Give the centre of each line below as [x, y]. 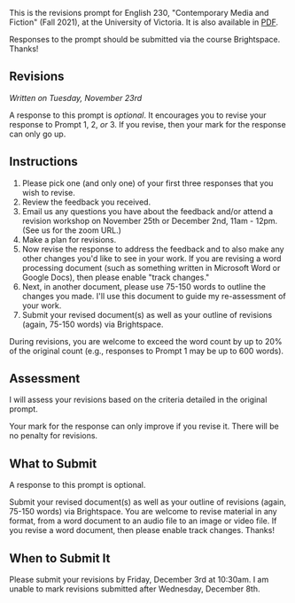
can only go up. [38, 134]
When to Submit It [60, 558]
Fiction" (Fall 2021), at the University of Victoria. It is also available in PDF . [144, 22]
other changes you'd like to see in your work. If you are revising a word [151, 258]
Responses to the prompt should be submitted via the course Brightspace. [145, 39]
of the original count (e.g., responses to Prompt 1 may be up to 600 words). [147, 351]
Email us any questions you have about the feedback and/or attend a [147, 211]
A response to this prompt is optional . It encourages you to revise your [138, 115]
